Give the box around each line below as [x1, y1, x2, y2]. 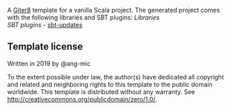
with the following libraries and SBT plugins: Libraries [7, 13, 160, 22]
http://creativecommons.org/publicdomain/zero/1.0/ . [7, 95, 158, 103]
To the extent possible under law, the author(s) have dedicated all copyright [7, 72, 224, 81]
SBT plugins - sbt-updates [7, 21, 83, 29]
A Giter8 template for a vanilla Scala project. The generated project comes [7, 6, 221, 14]
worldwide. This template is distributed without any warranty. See [7, 87, 196, 96]
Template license [7, 41, 83, 53]
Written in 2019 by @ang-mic [7, 59, 91, 68]
